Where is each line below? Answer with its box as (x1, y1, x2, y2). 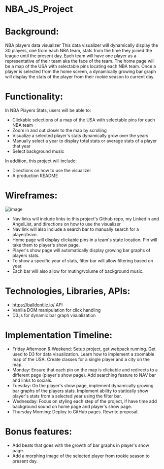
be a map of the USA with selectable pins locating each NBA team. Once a (5, 63, 156, 70)
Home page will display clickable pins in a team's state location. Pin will (12, 237, 158, 243)
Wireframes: (5, 190, 58, 201)
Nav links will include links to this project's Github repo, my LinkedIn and (12, 216, 159, 221)
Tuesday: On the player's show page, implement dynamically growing (12, 382, 154, 388)
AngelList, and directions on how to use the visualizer (12, 221, 121, 227)
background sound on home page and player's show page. (12, 403, 132, 409)
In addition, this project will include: (5, 158, 77, 164)
